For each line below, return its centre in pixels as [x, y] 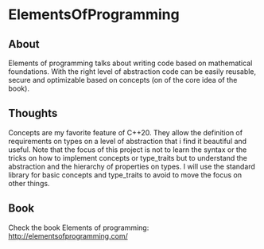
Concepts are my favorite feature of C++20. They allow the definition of [126, 132]
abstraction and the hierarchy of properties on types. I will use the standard [132, 166]
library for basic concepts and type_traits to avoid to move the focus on [125, 175]
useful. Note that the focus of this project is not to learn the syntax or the [128, 150]
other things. [29, 183]
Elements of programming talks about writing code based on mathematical [130, 63]
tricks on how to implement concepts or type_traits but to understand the [128, 158]
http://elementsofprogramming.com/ [68, 235]
